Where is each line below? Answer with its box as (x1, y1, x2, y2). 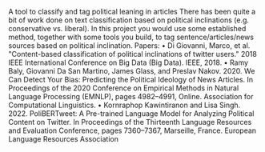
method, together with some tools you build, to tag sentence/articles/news (8, 32, 255, 42)
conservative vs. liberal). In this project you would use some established (8, 24, 247, 33)
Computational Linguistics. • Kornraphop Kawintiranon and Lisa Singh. (8, 100, 241, 110)
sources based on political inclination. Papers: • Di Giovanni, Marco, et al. (8, 41, 251, 50)
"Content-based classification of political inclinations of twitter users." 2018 (8, 50, 258, 58)
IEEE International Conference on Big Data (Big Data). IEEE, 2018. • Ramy (8, 58, 249, 67)
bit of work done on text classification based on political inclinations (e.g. (8, 15, 250, 25)
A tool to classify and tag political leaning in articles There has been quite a (8, 7, 256, 16)
